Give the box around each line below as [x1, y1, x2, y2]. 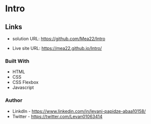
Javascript [12, 84, 34, 90]
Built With [5, 57, 30, 64]
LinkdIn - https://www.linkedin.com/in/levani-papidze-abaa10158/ [12, 108, 146, 114]
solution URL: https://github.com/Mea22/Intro [12, 36, 105, 41]
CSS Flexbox [12, 80, 39, 85]
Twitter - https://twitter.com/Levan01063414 [12, 113, 102, 119]
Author [5, 97, 23, 104]
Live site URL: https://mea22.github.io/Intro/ [12, 45, 102, 51]
